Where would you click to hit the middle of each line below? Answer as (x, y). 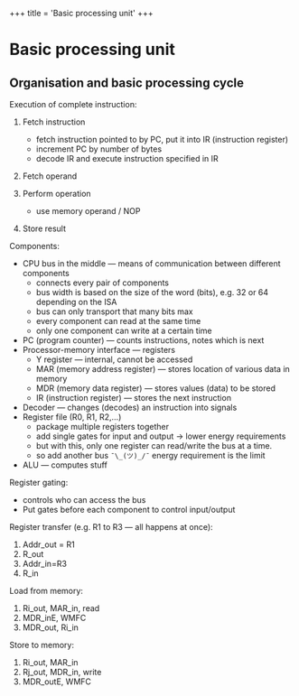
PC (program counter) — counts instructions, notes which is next (143, 340)
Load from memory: (47, 591)
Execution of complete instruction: (73, 104)
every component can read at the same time (118, 321)
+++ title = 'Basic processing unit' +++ (81, 13)
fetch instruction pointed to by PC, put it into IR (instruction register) (162, 139)
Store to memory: (42, 645)
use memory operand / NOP (88, 211)
